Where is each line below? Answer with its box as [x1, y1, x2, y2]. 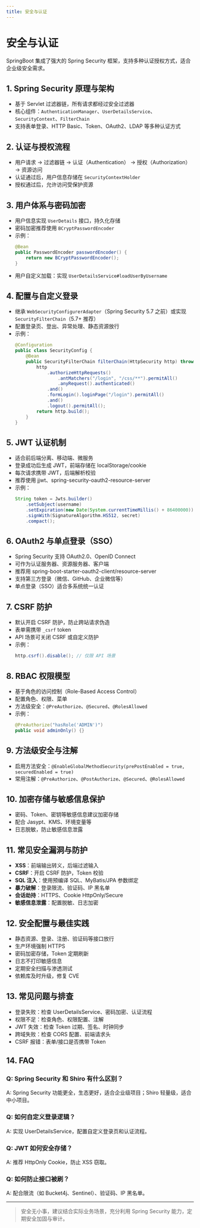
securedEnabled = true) [14, 769, 74, 775]
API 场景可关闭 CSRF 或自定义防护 [14, 634, 99, 641]
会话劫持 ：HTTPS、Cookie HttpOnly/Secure [14, 892, 123, 899]
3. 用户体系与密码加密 [6, 200, 86, 210]
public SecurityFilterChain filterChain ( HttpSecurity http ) [26, 358, 178, 365]
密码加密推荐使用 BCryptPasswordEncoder [14, 224, 115, 231]
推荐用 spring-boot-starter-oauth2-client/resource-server [14, 568, 157, 575]
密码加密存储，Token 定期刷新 [14, 950, 89, 957]
